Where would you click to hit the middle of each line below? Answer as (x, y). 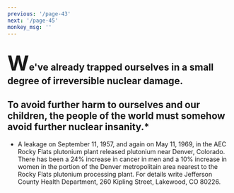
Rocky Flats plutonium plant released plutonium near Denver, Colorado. (121, 151)
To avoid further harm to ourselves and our (104, 105)
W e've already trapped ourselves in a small (111, 63)
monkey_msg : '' (30, 27)
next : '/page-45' (33, 21)
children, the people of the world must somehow (116, 116)
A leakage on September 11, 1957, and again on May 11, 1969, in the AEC (122, 144)
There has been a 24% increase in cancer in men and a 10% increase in (122, 159)
